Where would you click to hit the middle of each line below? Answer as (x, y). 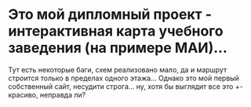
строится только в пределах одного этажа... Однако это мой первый (124, 78)
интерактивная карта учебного (116, 31)
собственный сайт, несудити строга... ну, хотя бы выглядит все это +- (125, 86)
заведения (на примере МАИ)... (118, 48)
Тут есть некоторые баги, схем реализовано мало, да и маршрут (118, 69)
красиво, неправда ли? (47, 94)
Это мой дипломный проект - (110, 15)
